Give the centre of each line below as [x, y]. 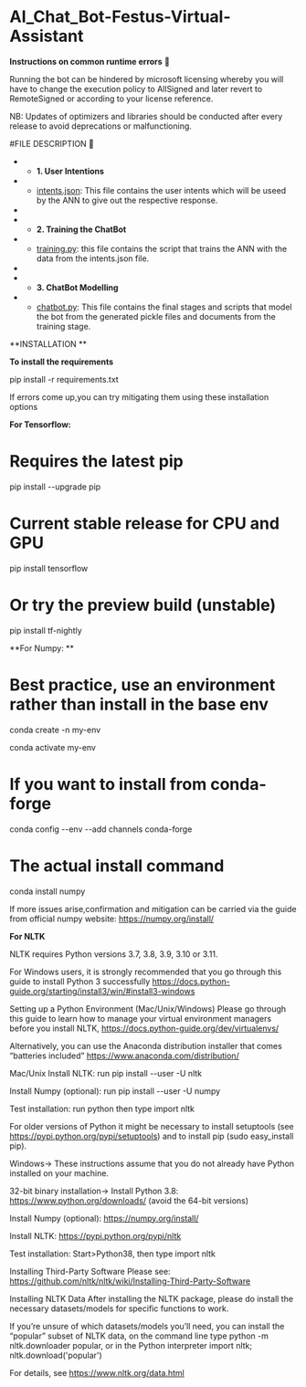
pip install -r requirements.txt [64, 379]
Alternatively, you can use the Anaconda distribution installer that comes [146, 1046]
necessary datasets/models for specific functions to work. [119, 1308]
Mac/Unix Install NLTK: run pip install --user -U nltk [106, 1073]
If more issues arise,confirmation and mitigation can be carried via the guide [153, 909]
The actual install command [117, 866]
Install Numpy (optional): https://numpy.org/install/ [104, 1218]
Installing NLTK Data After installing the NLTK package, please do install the [152, 1298]
